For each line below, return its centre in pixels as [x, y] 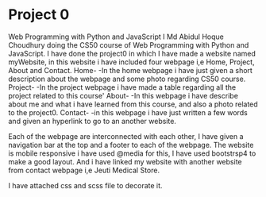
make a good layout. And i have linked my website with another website [125, 161]
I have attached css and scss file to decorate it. [85, 185]
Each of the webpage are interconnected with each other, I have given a [126, 136]
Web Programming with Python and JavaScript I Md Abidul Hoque [116, 37]
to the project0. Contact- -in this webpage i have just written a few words [128, 112]
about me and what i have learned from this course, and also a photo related [133, 104]
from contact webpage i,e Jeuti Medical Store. [84, 170]
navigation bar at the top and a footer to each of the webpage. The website [131, 145]
